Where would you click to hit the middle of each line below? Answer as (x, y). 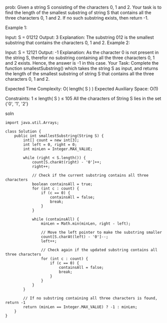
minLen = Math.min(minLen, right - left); (86, 224)
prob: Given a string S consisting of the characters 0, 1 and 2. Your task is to (83, 7)
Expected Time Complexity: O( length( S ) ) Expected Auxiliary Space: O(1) (82, 89)
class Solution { (23, 131)
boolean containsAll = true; (62, 184)
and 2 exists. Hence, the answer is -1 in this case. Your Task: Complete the (82, 63)
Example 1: (16, 28)
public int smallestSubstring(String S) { (59, 136)
